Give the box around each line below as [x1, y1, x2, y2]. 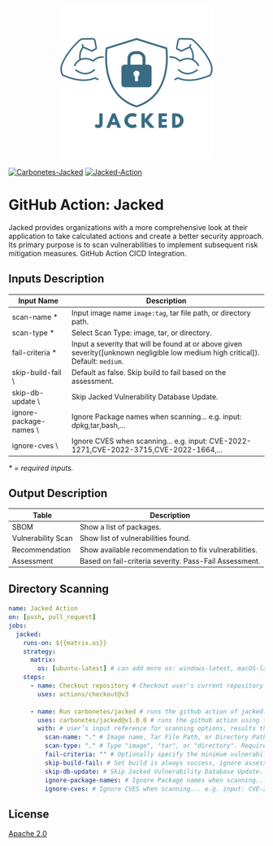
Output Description [8, 486, 108, 500]
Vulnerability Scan [11, 534, 73, 543]
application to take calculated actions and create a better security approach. [8, 231, 264, 241]
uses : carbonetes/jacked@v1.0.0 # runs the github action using [37, 716, 260, 724]
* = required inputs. [8, 463, 74, 473]
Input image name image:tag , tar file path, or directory [71, 307, 251, 317]
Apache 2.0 [8, 829, 47, 839]
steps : [23, 674, 45, 682]
